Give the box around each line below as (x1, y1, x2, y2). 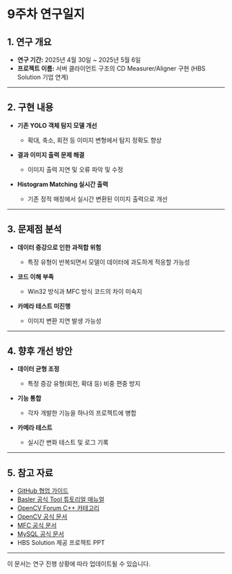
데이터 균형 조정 (17, 364, 60, 373)
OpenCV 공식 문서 (17, 512, 68, 521)
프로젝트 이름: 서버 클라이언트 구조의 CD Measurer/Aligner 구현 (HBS (17, 64, 206, 73)
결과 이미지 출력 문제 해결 (17, 150, 85, 159)
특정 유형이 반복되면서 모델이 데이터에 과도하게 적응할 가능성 (27, 257, 190, 266)
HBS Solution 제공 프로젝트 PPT (17, 539, 105, 547)
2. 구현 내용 (7, 102, 54, 113)
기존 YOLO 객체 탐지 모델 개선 (17, 121, 97, 129)
